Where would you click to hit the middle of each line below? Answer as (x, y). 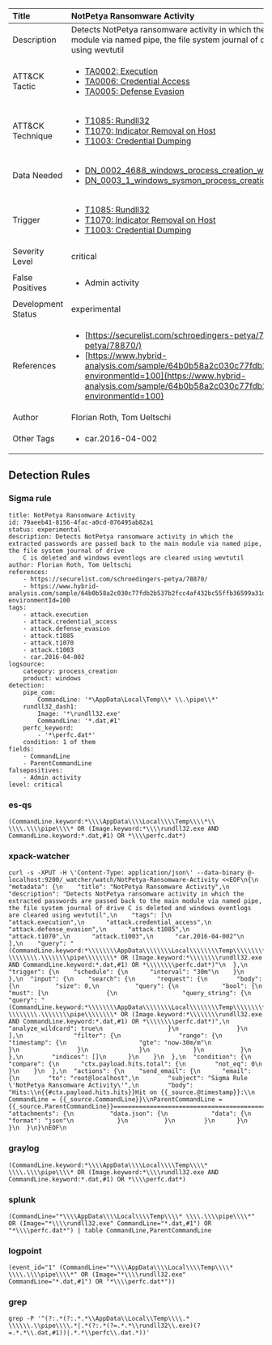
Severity (28, 251)
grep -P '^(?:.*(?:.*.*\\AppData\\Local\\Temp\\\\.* (99, 1319)
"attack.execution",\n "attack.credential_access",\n (110, 922)
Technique (32, 136)
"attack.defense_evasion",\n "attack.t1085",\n (99, 930)
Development (38, 304)
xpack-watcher (39, 856)
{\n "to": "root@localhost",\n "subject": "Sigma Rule (128, 1079)
